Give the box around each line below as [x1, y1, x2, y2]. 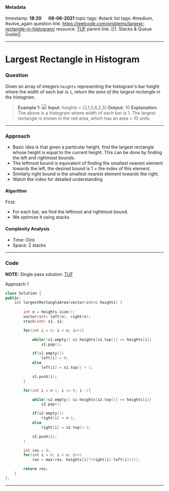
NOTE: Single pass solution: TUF [5, 271, 73, 277]
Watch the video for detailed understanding [12, 176, 103, 182]
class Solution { [5, 290, 42, 296]
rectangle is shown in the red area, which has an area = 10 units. [17, 115, 151, 121]
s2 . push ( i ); [32, 434, 57, 439]
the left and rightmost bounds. [12, 155, 75, 161]
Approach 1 [5, 281, 29, 287]
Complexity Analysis [5, 225, 50, 232]
